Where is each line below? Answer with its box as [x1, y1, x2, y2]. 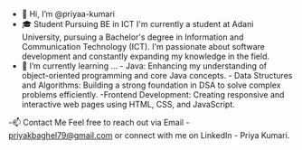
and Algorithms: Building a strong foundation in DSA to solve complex [21, 80, 281, 90]
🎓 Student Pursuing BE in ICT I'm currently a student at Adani [21, 19, 254, 29]
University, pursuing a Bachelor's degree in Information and [21, 32, 244, 42]
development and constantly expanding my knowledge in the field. [21, 51, 270, 61]
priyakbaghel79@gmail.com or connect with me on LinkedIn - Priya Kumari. [8, 130, 290, 140]
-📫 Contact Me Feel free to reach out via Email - [8, 117, 191, 127]
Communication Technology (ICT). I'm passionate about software [21, 42, 266, 52]
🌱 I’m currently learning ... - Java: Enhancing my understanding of [21, 61, 268, 71]
